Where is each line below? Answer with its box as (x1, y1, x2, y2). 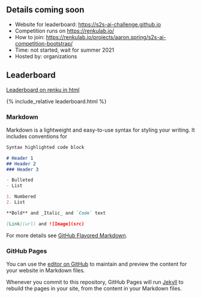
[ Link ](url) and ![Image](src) (6, 220, 85, 227)
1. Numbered (6, 193, 36, 200)
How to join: (14, 33, 45, 41)
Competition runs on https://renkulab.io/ (14, 27, 115, 34)
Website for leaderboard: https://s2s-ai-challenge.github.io (14, 20, 161, 28)
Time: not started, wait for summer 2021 (14, 46, 115, 53)
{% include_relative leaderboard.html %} (6, 97, 107, 105)
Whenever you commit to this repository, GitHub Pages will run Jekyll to (6, 278, 184, 285)
